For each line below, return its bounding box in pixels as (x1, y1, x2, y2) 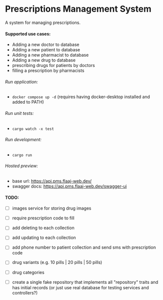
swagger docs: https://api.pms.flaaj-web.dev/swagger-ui (12, 183, 127, 189)
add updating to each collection (12, 235, 76, 240)
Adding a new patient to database (12, 47, 81, 53)
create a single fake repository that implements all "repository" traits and (12, 279, 159, 285)
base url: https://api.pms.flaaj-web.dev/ (12, 178, 92, 184)
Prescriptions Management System (5, 3, 152, 15)
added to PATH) (12, 99, 44, 105)
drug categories (12, 269, 45, 275)
